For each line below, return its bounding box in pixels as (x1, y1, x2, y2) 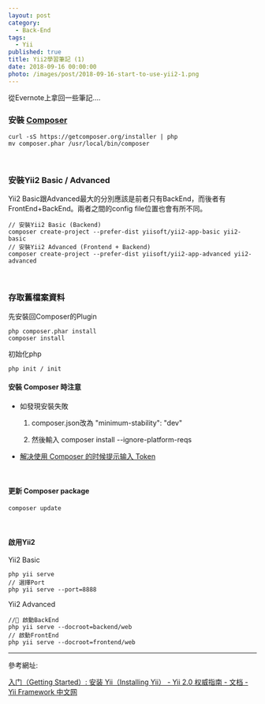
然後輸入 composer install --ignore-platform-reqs (31, 434, 192, 444)
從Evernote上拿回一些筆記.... (8, 92, 101, 102)
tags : (8, 33, 26, 42)
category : (8, 19, 41, 27)
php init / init (8, 364, 62, 373)
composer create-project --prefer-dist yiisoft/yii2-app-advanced (8, 250, 231, 259)
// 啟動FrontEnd (8, 631, 59, 639)
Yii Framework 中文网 (8, 687, 77, 697)
